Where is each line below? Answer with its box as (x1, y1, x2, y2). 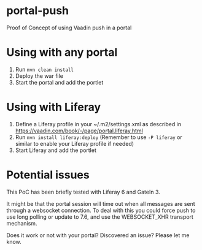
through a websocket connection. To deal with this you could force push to (6, 206, 196, 214)
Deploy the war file (15, 72, 63, 80)
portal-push (6, 4, 69, 18)
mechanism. (6, 219, 37, 227)
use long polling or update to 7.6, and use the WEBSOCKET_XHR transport (6, 213, 193, 221)
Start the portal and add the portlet (15, 78, 104, 86)
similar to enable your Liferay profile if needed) (15, 140, 134, 147)
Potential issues (6, 168, 90, 181)
